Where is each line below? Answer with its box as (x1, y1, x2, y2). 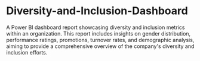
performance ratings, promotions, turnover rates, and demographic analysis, (6, 36, 195, 43)
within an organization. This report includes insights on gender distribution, (6, 30, 191, 37)
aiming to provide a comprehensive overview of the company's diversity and (6, 43, 195, 50)
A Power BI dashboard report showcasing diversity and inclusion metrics (6, 24, 185, 31)
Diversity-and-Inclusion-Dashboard (6, 4, 188, 18)
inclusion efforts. (6, 49, 48, 56)
